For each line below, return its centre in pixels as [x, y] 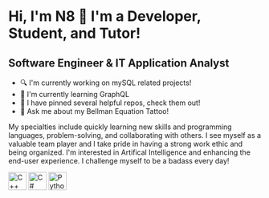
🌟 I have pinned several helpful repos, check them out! [110, 103]
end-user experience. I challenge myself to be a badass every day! [119, 161]
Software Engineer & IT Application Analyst [119, 63]
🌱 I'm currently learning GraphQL [75, 94]
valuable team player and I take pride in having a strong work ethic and [126, 144]
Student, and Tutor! [75, 33]
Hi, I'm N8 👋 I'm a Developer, [105, 16]
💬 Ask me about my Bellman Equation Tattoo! [94, 111]
